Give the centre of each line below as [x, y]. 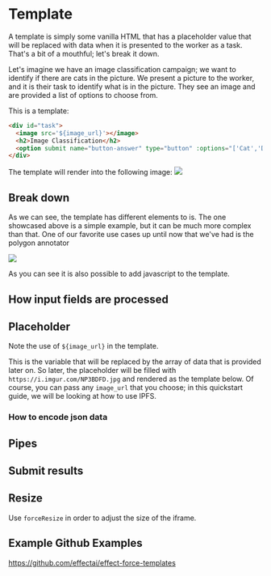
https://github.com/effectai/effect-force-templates [92, 562]
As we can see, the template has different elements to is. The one [117, 217]
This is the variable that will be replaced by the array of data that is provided [135, 362]
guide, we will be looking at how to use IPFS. [83, 396]
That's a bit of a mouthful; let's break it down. [84, 53]
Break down [39, 198]
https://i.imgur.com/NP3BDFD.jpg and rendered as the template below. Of [131, 379]
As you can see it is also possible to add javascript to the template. [119, 274]
